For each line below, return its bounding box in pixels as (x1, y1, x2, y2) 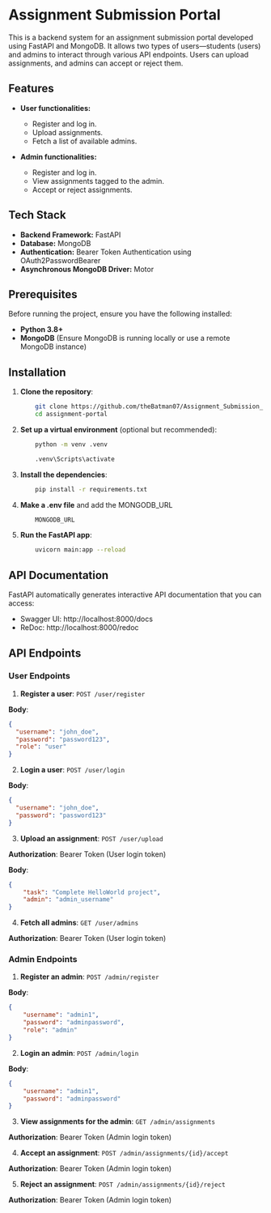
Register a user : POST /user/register (19, 688, 146, 698)
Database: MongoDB (19, 238, 91, 248)
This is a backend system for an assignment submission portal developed (8, 32, 253, 42)
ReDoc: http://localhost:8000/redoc (19, 623, 139, 632)
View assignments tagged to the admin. (32, 176, 164, 185)
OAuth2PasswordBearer (19, 255, 101, 265)
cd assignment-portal (35, 411, 108, 419)
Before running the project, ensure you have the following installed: (8, 309, 232, 319)
